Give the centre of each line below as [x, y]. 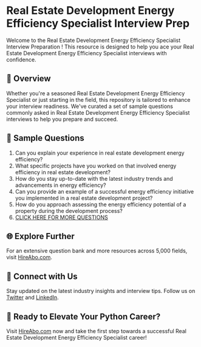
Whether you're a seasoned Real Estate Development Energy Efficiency [96, 93]
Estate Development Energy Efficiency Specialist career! [77, 338]
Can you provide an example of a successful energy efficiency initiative [104, 191]
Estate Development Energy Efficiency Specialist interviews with [87, 53]
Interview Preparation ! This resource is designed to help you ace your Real [100, 47]
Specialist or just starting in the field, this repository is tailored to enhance [98, 99]
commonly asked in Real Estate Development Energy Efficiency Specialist [98, 112]
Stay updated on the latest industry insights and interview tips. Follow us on [101, 291]
